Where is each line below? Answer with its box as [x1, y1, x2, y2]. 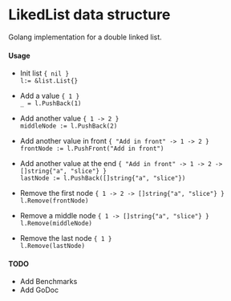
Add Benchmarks [19, 277, 78, 287]
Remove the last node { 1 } [19, 234, 112, 243]
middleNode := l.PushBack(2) [19, 122, 118, 130]
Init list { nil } [19, 68, 70, 78]
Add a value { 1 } [19, 91, 80, 101]
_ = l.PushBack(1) [19, 100, 82, 108]
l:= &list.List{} [19, 77, 79, 85]
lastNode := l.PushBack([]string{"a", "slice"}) [19, 174, 186, 182]
